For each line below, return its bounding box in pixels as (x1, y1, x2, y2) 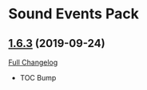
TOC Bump (19, 73, 57, 82)
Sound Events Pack (8, 5, 140, 23)
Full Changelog (8, 57, 58, 67)
